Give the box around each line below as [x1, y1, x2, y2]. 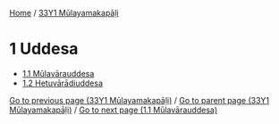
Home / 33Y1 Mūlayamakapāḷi [9, 8, 119, 18]
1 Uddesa [9, 39, 79, 59]
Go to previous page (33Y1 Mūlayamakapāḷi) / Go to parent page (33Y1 [9, 95, 270, 105]
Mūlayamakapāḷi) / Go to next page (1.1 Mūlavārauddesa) [9, 104, 218, 115]
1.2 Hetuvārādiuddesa [21, 78, 104, 88]
